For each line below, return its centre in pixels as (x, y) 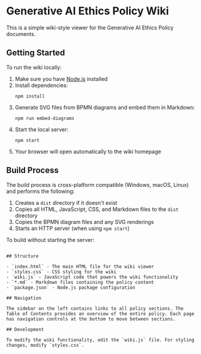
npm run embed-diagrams (45, 118)
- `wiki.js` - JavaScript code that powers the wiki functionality (92, 277)
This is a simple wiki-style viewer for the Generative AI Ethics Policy (90, 28)
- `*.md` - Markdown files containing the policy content (80, 282)
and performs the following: (40, 191)
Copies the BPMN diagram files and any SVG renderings (84, 222)
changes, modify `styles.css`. (45, 345)
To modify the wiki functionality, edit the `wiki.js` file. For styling (100, 340)
